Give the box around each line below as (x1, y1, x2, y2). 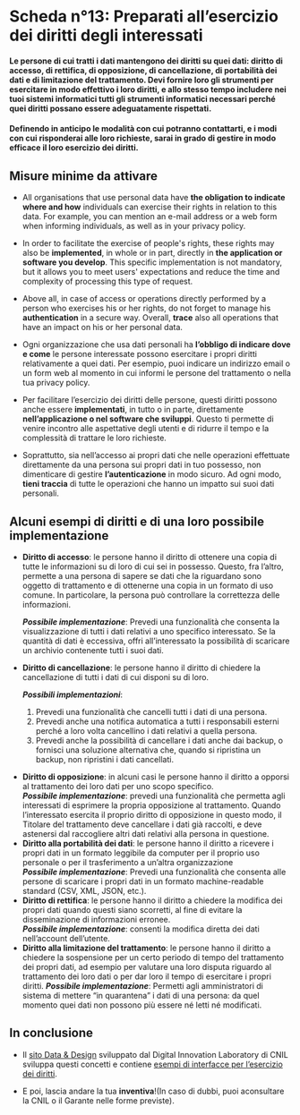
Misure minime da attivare (9, 168, 159, 183)
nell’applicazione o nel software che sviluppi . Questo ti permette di (21, 413, 275, 424)
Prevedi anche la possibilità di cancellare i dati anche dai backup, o (35, 736, 284, 745)
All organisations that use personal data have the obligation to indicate (21, 192, 286, 203)
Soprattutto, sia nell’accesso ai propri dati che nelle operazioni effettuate (21, 450, 291, 461)
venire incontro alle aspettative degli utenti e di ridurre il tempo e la (21, 423, 270, 434)
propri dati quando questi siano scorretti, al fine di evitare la (21, 905, 243, 915)
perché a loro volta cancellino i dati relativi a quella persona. (35, 726, 258, 736)
